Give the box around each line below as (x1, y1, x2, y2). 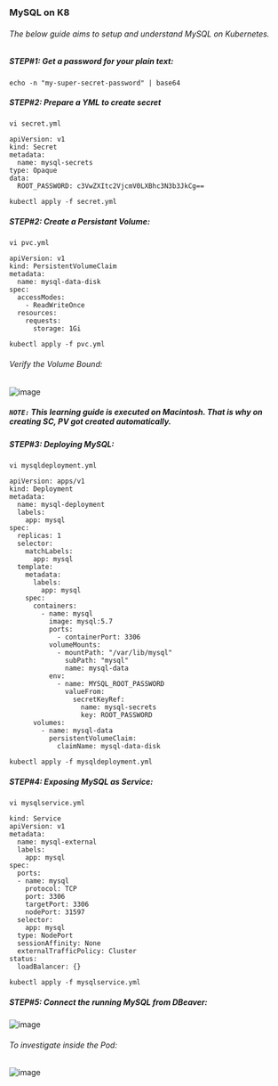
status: (9, 954, 38, 963)
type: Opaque (9, 167, 58, 176)
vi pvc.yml (9, 239, 50, 248)
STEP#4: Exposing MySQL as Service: (9, 776, 154, 787)
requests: (25, 316, 62, 326)
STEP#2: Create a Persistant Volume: (9, 216, 151, 227)
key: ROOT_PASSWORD (80, 710, 153, 719)
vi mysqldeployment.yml (9, 461, 98, 470)
